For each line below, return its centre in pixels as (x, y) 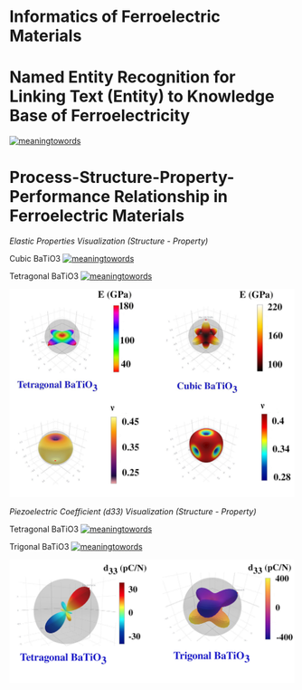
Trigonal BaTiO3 (39, 546)
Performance (60, 197)
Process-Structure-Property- (122, 177)
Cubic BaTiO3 (35, 259)
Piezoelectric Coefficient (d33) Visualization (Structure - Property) (133, 511)
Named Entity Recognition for (123, 77)
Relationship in (170, 197)
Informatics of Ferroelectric (115, 17)
